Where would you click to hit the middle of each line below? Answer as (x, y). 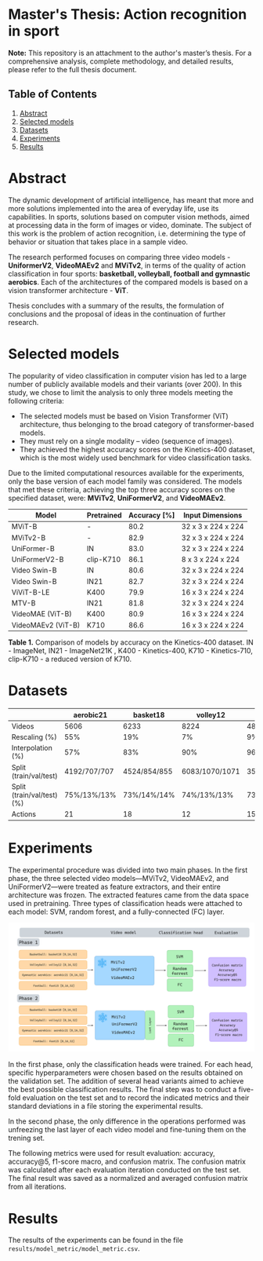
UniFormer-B (33, 548)
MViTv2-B (29, 537)
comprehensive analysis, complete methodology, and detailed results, (121, 61)
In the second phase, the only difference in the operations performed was (127, 1121)
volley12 (211, 715)
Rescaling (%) (34, 737)
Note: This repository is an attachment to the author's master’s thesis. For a (130, 53)
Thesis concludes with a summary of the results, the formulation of (116, 305)
